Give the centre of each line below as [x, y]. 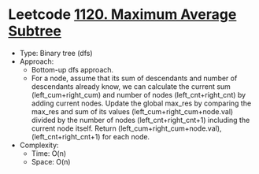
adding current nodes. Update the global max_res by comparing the [141, 103]
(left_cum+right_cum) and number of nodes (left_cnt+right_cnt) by [139, 94]
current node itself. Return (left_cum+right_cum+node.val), [126, 128]
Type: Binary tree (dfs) [56, 53]
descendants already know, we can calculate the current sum [131, 86]
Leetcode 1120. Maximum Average [122, 15]
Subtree [35, 31]
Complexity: [39, 145]
